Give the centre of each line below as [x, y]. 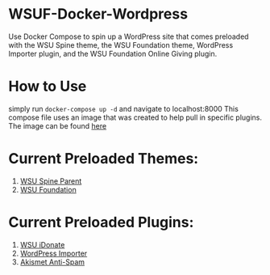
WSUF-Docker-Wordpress [98, 14]
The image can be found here [58, 125]
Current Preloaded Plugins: [101, 222]
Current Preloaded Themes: [104, 159]
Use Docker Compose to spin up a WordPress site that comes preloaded [129, 36]
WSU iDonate [42, 244]
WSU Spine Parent [51, 181]
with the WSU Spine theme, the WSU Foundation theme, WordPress [121, 44]
